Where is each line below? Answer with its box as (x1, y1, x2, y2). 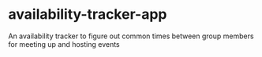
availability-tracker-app (8, 5, 167, 23)
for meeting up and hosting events (8, 39, 120, 48)
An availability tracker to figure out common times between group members (8, 31, 254, 41)
